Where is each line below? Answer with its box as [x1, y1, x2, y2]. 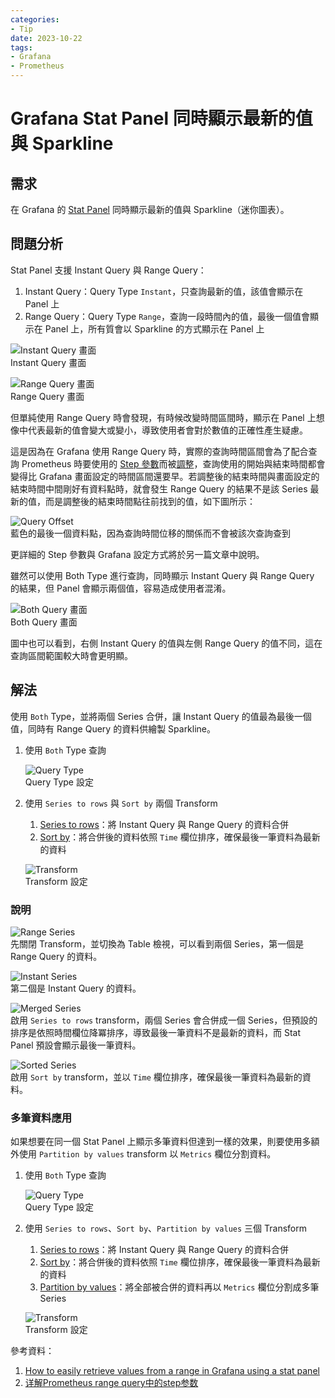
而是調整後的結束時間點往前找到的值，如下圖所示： [44, 495, 256, 507]
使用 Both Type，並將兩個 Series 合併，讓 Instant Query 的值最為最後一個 [10, 710, 312, 722]
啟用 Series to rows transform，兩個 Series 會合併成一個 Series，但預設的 [10, 1014, 318, 1026]
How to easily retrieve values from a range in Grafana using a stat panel [24, 1365, 320, 1377]
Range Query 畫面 [10, 390, 85, 402]
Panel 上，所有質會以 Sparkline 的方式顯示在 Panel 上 [44, 322, 265, 335]
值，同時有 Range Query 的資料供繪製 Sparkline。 [10, 722, 217, 735]
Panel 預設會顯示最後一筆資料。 [10, 1039, 142, 1051]
